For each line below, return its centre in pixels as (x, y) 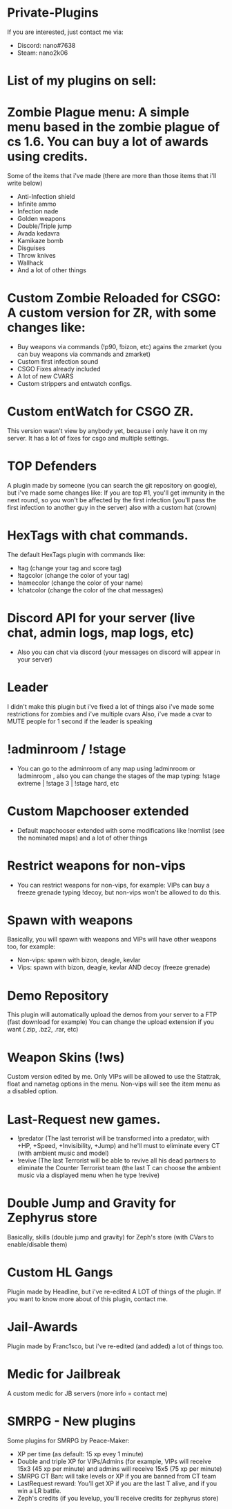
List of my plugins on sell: (82, 81)
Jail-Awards (42, 1327)
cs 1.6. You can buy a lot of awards (108, 142)
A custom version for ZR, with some (112, 313)
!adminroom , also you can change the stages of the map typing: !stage (118, 776)
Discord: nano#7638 (46, 45)
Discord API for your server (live (101, 618)
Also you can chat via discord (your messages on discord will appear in (119, 652)
